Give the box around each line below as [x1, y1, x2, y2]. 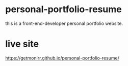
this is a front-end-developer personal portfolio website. [5, 20, 123, 26]
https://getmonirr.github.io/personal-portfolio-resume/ [5, 55, 120, 61]
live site [5, 38, 39, 50]
